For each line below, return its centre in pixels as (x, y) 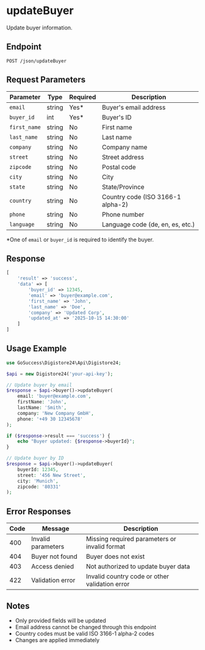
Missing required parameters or (131, 539)
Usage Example (37, 349)
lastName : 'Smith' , (42, 408)
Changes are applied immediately (57, 640)
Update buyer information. (39, 28)
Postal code (119, 167)
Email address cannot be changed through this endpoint (86, 627)
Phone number (123, 214)
